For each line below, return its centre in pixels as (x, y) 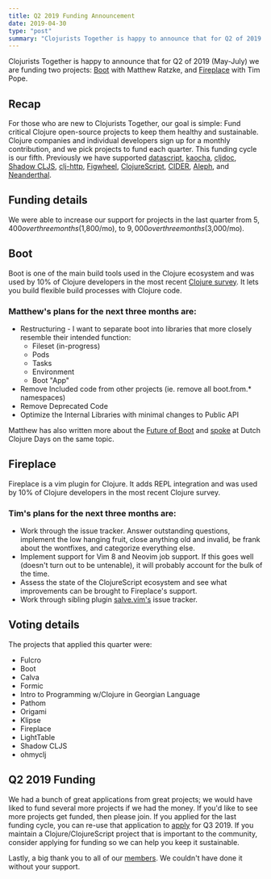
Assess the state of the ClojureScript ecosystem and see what (123, 582)
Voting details (44, 625)
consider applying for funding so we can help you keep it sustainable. (124, 842)
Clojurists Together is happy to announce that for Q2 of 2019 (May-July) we (134, 61)
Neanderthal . (30, 175)
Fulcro (31, 660)
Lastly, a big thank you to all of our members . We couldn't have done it (126, 858)
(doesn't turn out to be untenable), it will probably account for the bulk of (141, 566)
